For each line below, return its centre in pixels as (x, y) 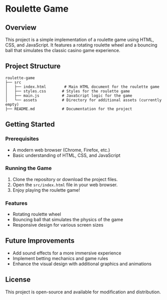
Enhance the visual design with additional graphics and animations (82, 264)
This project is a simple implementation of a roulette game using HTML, (80, 39)
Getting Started (30, 124)
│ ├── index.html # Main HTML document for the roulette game (82, 87)
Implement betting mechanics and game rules (60, 258)
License (18, 280)
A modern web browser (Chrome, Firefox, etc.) (61, 150)
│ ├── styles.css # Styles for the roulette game (68, 91)
